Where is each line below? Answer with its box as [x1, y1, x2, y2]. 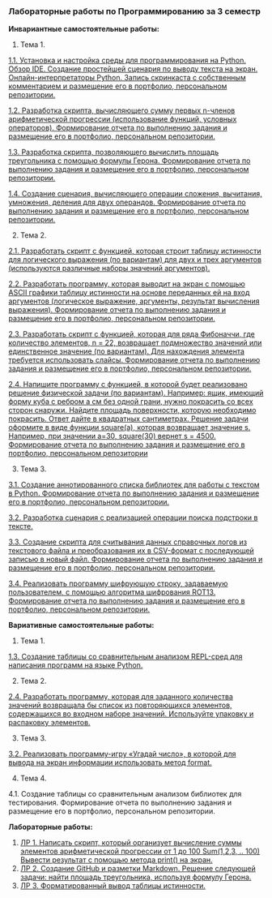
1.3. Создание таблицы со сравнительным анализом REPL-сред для [8, 651, 243, 662]
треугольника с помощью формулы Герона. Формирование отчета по [8, 156, 251, 165]
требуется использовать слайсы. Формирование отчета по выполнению [8, 355, 261, 365]
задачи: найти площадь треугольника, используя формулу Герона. [19, 872, 252, 882]
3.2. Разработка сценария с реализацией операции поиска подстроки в [8, 513, 258, 522]
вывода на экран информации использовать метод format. [8, 758, 212, 767]
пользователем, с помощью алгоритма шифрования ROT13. [8, 587, 216, 597]
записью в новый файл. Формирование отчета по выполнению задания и [8, 554, 263, 565]
